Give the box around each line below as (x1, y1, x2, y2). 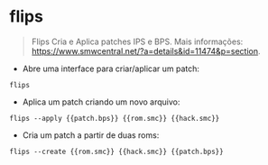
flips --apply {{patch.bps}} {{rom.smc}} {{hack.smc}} (9, 114, 220, 123)
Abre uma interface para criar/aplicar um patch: (22, 63, 200, 74)
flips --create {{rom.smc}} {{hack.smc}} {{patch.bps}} (9, 147, 224, 156)
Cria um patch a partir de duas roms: (22, 129, 160, 141)
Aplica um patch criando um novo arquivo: (22, 96, 180, 107)
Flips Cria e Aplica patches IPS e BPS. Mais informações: (31, 36, 244, 47)
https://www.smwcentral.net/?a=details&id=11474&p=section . (31, 45, 261, 56)
